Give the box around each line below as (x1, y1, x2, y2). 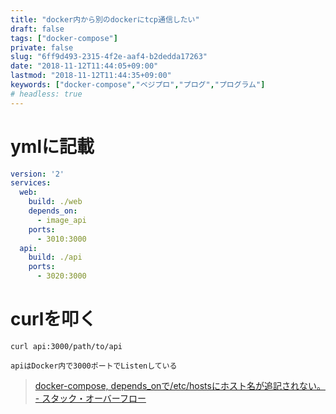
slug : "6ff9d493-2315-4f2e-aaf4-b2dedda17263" (10, 52, 208, 62)
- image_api (36, 215, 87, 225)
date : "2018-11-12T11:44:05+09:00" (10, 61, 159, 71)
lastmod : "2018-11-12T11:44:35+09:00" (10, 71, 172, 81)
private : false (10, 42, 74, 53)
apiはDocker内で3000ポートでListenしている (10, 361, 178, 371)
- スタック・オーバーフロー (34, 392, 147, 404)
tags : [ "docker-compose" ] (10, 33, 118, 43)
